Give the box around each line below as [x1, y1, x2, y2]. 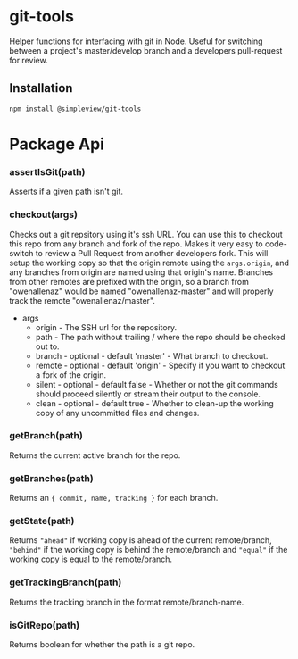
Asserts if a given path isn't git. [9, 186, 123, 197]
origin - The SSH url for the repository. [35, 321, 178, 332]
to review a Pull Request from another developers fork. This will [35, 247, 269, 258]
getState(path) [9, 515, 75, 528]
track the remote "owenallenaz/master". [9, 295, 156, 305]
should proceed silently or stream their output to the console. [35, 388, 261, 399]
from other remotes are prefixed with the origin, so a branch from [9, 276, 250, 287]
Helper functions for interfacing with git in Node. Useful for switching [9, 36, 263, 46]
